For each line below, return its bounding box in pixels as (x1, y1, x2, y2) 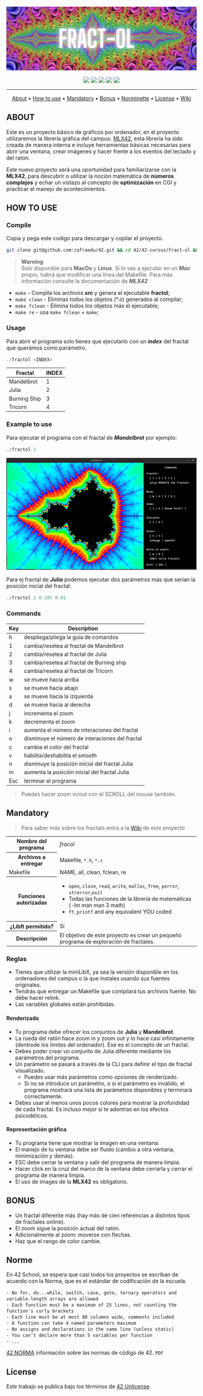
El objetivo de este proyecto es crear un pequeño (59, 931, 182, 939)
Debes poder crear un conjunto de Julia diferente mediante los (14, 1047, 171, 1054)
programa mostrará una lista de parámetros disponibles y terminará (24, 1086, 192, 1093)
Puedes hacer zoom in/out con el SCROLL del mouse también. (21, 791, 176, 798)
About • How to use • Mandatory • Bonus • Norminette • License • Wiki (11, 95, 192, 102)
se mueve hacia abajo (24, 684, 79, 692)
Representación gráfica (6, 1126, 67, 1133)
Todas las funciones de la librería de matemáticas (68, 895, 192, 903)
